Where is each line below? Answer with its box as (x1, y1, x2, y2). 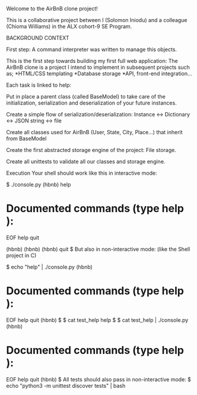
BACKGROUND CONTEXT (6, 34, 69, 41)
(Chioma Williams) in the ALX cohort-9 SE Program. (6, 23, 132, 30)
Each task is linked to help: (6, 81, 72, 89)
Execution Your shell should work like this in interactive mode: (6, 169, 157, 176)
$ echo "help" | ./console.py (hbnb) (6, 263, 93, 270)
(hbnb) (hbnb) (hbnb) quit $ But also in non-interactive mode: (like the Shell (6, 245, 190, 252)
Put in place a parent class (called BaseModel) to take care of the (6, 93, 166, 100)
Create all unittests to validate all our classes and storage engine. (6, 158, 166, 165)
